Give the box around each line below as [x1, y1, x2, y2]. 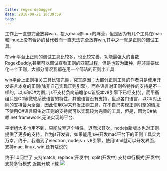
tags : [5, 16, 16, 21]
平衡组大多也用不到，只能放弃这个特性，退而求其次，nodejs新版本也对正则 [5, 125, 159, 131]
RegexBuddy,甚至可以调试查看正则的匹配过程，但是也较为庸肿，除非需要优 [5, 60, 159, 66]
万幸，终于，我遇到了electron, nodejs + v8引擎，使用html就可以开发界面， [5, 138, 159, 144]
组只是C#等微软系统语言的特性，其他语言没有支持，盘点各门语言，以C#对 [5, 96, 157, 102]
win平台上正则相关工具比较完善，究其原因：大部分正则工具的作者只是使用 [5, 77, 157, 83]
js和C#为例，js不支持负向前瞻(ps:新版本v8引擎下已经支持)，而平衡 [22, 89, 160, 95]
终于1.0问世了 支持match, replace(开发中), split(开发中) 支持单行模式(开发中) [5, 154, 161, 160]
